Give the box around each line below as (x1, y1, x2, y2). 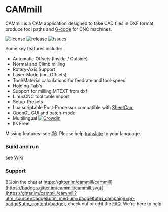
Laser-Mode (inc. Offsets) (12, 71, 67, 77)
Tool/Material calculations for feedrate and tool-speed (12, 77, 126, 83)
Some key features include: (5, 45, 62, 51)
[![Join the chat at (5, 179, 43, 185)
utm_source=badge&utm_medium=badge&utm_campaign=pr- (5, 195, 135, 201)
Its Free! (12, 120, 30, 126)
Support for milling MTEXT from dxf (12, 88, 88, 94)
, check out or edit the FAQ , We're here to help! (65, 200, 163, 207)
